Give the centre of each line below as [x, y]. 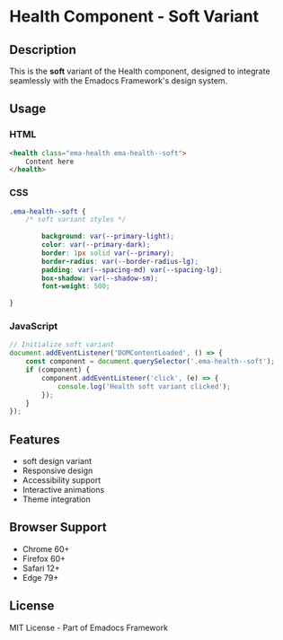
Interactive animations [63, 490]
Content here [50, 162]
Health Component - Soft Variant [134, 17]
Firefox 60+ [44, 558]
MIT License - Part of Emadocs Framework [89, 627]
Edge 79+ [40, 577]
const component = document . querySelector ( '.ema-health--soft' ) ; [150, 362]
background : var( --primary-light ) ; [108, 237]
